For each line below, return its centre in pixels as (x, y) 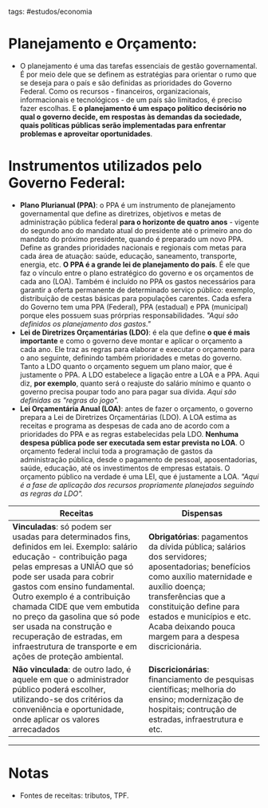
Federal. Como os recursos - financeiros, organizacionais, (115, 91)
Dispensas (202, 513)
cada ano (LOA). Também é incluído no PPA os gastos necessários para (138, 281)
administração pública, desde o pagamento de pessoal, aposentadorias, (138, 459)
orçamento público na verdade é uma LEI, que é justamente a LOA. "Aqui (139, 476)
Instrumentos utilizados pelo (105, 166)
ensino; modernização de (196, 699)
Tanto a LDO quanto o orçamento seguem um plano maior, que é (126, 366)
